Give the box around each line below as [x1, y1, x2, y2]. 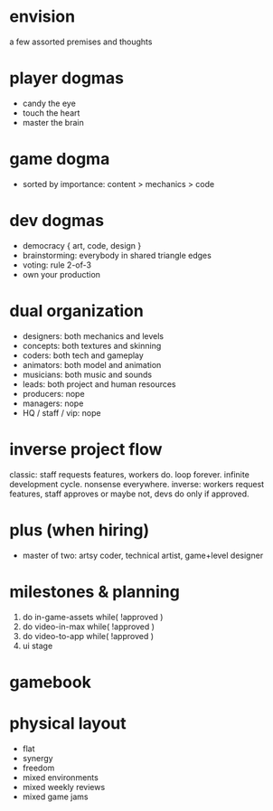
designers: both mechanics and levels [22, 330, 165, 341]
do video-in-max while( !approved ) [22, 621, 155, 632]
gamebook [9, 672, 92, 693]
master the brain [22, 117, 84, 127]
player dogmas [9, 68, 125, 89]
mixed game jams [22, 791, 89, 802]
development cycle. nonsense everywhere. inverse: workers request [9, 478, 265, 489]
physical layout [9, 712, 127, 733]
